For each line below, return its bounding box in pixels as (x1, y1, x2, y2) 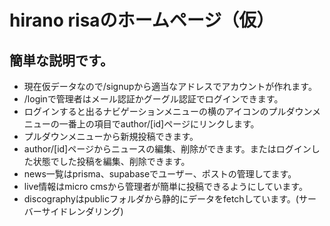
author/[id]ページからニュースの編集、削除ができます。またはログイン (23, 143, 312, 155)
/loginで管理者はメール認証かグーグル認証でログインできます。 (23, 93, 284, 105)
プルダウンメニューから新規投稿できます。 (23, 131, 199, 142)
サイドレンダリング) (41, 206, 124, 217)
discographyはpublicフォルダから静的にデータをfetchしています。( (23, 193, 299, 205)
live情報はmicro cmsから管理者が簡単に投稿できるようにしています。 (23, 181, 308, 192)
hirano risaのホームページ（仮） (9, 9, 275, 32)
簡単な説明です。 (9, 52, 114, 69)
